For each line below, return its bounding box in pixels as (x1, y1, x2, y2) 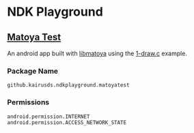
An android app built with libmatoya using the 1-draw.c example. (7, 49, 188, 57)
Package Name (7, 66, 59, 76)
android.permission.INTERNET (7, 113, 90, 120)
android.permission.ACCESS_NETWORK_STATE (7, 119, 127, 126)
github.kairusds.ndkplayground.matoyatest (7, 82, 130, 89)
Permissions (7, 98, 50, 107)
